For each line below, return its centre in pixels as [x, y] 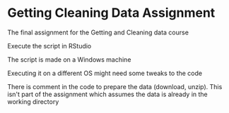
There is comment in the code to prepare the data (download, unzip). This [115, 86]
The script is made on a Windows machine [69, 59]
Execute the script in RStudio [49, 46]
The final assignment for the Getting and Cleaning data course [98, 32]
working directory [33, 101]
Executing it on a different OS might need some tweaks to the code [105, 73]
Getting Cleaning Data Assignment [111, 13]
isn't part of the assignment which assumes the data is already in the [108, 94]
